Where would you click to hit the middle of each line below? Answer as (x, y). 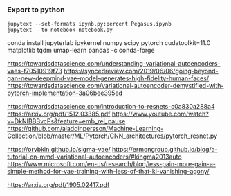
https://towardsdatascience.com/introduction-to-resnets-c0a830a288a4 (111, 107)
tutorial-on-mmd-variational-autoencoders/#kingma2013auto (94, 157)
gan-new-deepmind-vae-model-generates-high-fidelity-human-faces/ (108, 78)
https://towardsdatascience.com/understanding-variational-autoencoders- (114, 64)
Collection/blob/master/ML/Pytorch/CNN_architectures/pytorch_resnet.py (112, 136)
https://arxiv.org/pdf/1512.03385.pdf (59, 114)
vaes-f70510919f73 (35, 71)
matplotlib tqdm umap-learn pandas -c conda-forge (81, 51)
